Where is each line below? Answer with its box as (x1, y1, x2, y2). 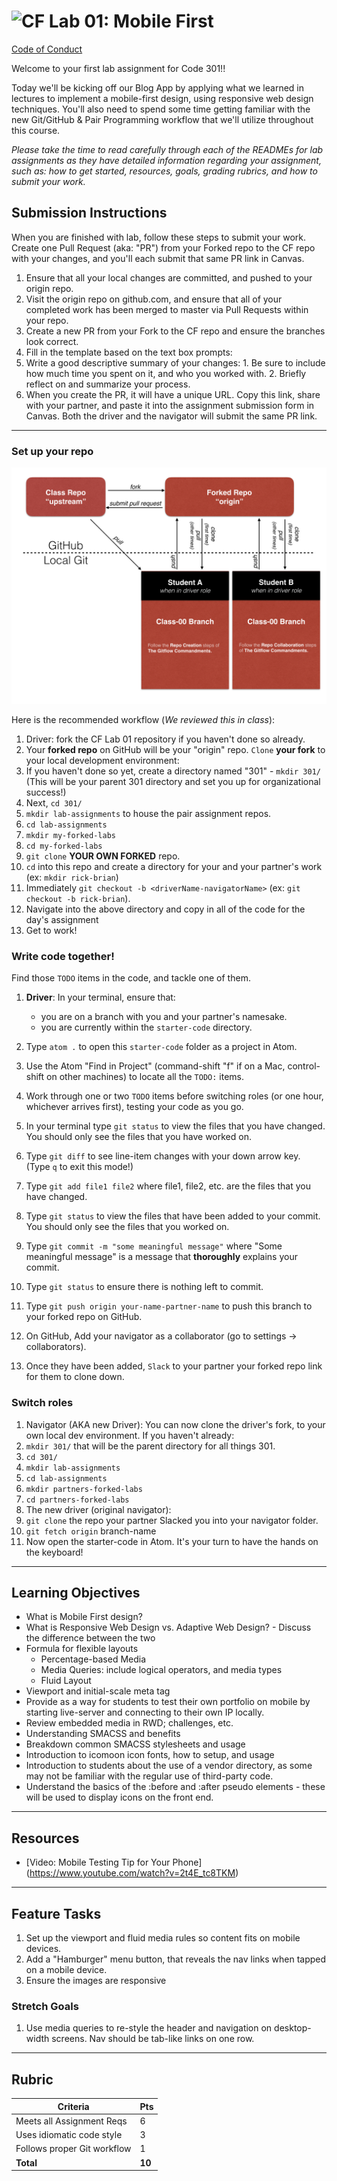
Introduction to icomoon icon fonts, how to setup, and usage (25, 1749, 275, 1761)
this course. (11, 124, 61, 136)
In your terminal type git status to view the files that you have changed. (25, 1120, 326, 1132)
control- (287, 1060, 321, 1072)
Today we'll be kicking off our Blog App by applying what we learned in (11, 81, 304, 94)
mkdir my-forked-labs (25, 831, 116, 841)
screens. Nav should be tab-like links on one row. (51, 2033, 255, 2045)
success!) (25, 786, 67, 799)
